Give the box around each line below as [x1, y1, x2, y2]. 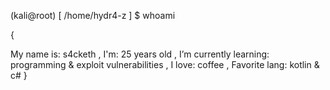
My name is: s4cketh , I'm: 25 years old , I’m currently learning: [10, 48, 270, 60]
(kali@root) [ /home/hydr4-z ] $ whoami [10, 10, 176, 21]
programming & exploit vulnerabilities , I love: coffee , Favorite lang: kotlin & [10, 59, 320, 70]
